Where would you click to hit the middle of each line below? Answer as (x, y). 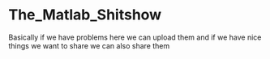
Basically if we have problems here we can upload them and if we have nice (135, 37)
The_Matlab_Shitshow (85, 15)
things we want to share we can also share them (89, 45)
